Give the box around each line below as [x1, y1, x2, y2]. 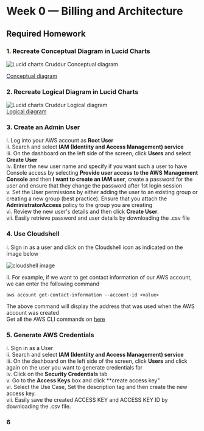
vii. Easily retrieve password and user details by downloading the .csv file [6, 214, 191, 222]
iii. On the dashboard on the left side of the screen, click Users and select [6, 150, 191, 157]
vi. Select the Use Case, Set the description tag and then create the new [6, 384, 188, 391]
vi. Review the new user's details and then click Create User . [6, 208, 160, 215]
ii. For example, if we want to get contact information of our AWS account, [6, 273, 192, 281]
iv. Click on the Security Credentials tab [6, 370, 108, 378]
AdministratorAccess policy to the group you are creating [6, 201, 152, 209]
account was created [6, 309, 60, 316]
